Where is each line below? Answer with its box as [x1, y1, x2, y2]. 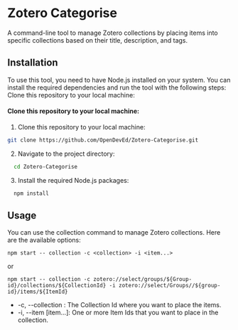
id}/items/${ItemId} [7, 288, 69, 296]
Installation [7, 57, 58, 69]
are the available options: [7, 236, 82, 245]
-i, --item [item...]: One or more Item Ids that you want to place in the [17, 308, 219, 317]
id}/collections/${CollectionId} [7, 282, 107, 289]
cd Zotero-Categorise [13, 163, 78, 170]
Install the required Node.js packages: [17, 176, 129, 184]
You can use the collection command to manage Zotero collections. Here [7, 228, 221, 237]
